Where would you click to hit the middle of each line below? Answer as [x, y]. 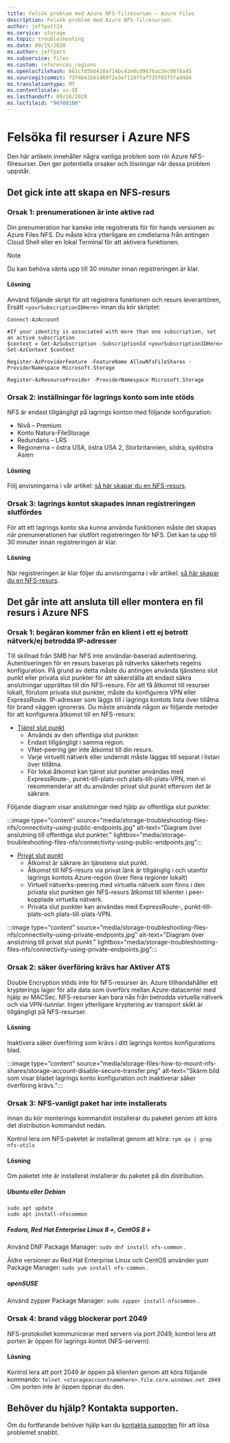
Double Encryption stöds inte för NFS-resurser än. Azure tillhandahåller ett [112, 982]
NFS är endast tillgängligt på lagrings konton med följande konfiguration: [110, 412]
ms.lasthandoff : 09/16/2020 [47, 97]
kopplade [41, 900]
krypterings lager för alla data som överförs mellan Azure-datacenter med [112, 990]
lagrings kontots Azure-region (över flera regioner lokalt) [107, 878]
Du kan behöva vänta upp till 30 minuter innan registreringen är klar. [103, 269]
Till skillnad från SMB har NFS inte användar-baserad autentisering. [102, 656]
